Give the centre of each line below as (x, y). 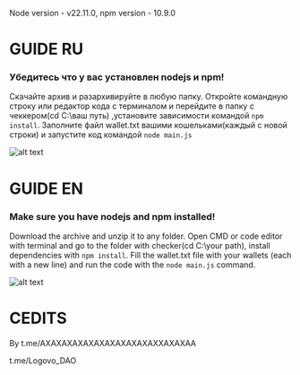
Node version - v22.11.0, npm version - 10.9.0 (93, 13)
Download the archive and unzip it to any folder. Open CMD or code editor (146, 236)
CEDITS (38, 318)
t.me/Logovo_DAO (43, 360)
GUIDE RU (47, 49)
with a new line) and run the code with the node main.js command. (133, 265)
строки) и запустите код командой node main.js (101, 135)
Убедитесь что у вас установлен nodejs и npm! (117, 77)
